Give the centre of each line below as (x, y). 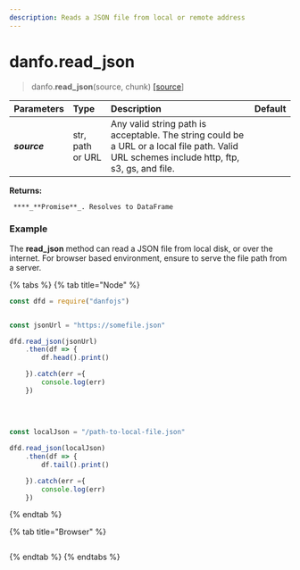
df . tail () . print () (75, 465)
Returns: (26, 190)
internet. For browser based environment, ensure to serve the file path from (148, 258)
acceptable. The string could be (177, 135)
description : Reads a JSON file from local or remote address (127, 17)
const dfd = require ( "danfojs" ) (69, 301)
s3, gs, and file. (142, 168)
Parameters (39, 108)
